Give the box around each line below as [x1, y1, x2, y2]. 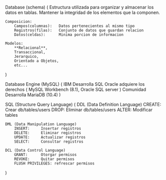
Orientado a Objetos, [14, 58, 59, 63]
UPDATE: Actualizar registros [14, 135, 86, 140]
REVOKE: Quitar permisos [14, 157, 75, 162]
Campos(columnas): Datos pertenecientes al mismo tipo [14, 23, 135, 28]
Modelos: [5, 41, 23, 46]
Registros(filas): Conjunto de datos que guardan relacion [14, 28, 144, 33]
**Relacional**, [14, 45, 48, 50]
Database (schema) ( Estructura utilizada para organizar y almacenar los [5, 4, 154, 10]
